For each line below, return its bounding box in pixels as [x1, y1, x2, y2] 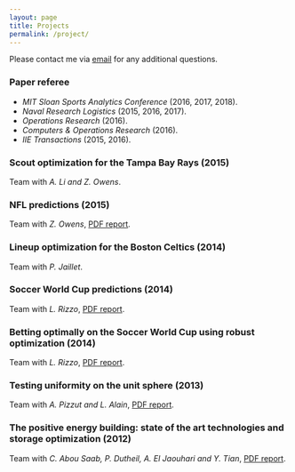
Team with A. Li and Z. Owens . [9, 176, 122, 187]
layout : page [9, 12, 58, 22]
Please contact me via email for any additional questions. [9, 54, 218, 65]
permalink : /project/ [9, 29, 90, 38]
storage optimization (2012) [9, 433, 132, 445]
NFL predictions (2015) [9, 198, 110, 211]
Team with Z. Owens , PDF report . [9, 219, 131, 229]
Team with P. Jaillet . [9, 261, 83, 272]
